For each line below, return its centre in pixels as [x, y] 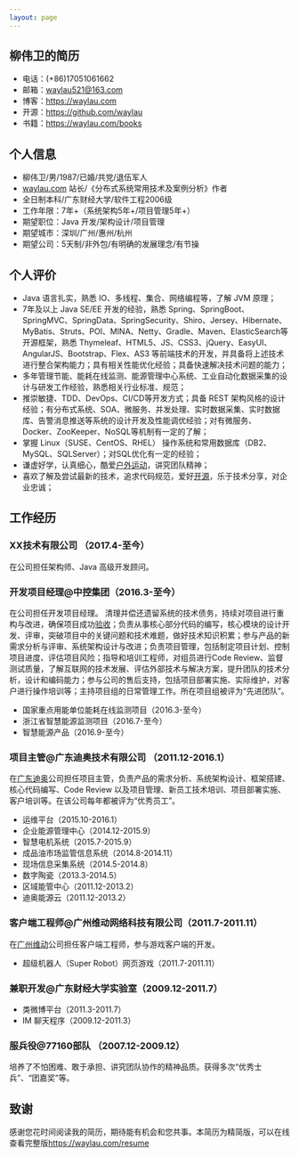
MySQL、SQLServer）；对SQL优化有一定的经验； [112, 454]
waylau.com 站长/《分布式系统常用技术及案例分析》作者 [125, 189]
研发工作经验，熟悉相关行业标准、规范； [112, 387]
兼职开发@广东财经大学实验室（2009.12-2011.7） [116, 988]
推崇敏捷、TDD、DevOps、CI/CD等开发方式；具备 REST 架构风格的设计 [154, 398]
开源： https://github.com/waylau [82, 112]
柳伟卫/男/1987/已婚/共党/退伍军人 [85, 177]
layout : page [33, 17]
